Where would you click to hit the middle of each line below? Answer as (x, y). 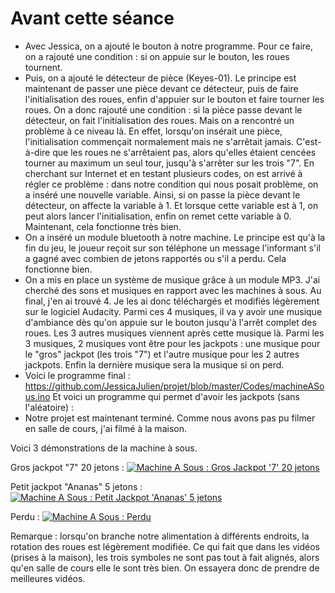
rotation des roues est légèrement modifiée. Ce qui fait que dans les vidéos (165, 546)
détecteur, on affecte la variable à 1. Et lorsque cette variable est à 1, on (171, 205)
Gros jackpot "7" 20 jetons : (67, 467)
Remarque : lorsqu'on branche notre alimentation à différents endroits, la (160, 536)
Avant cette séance (92, 18)
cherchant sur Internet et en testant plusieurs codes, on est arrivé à (163, 173)
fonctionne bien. (58, 269)
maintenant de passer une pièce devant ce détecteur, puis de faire (161, 88)
